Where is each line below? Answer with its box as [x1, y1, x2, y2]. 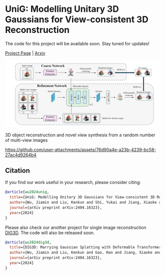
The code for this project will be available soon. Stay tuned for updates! [5, 40, 150, 46]
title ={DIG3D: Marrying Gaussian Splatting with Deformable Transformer [9, 245, 162, 250]
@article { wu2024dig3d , [5, 240, 52, 244]
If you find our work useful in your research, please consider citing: [5, 180, 141, 185]
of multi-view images [5, 137, 48, 143]
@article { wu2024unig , [5, 189, 50, 195]
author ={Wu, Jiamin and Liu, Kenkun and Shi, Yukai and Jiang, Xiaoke [9, 200, 157, 205]
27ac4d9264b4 [5, 152, 37, 158]
